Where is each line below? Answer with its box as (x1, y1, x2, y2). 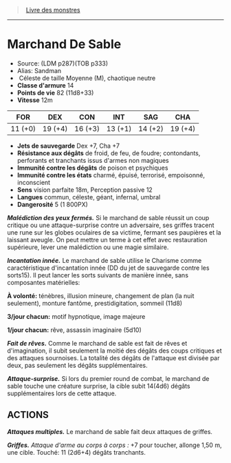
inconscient (16, 178, 50, 186)
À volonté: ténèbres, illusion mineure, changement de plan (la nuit (7, 291, 195, 299)
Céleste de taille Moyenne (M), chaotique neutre (19, 74, 156, 82)
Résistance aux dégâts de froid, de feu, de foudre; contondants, (16, 148, 201, 157)
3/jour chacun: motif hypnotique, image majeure (7, 312, 146, 320)
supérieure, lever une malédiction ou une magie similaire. (7, 243, 169, 251)
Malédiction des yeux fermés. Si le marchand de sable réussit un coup (7, 213, 210, 221)
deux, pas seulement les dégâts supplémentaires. (7, 361, 148, 369)
